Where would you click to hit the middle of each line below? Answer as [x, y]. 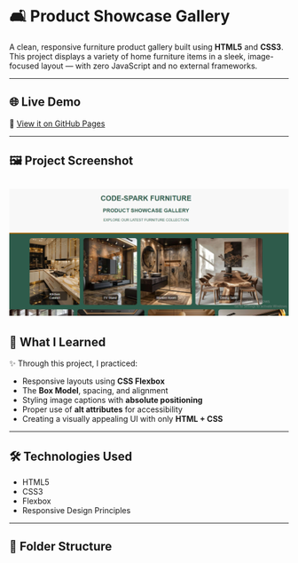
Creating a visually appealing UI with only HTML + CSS [122, 419]
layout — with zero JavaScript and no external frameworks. [149, 66]
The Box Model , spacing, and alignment [95, 391]
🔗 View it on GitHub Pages [57, 123]
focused [24, 66]
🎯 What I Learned [58, 342]
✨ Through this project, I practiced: [74, 363]
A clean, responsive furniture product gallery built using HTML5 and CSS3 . [146, 47]
